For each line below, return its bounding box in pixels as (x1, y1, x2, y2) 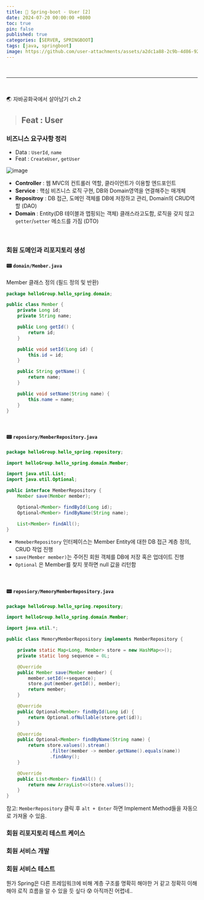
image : (6, 49, 23, 55)
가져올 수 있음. (12, 812, 47, 820)
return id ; (28, 329, 56, 335)
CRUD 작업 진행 (15, 546, 53, 553)
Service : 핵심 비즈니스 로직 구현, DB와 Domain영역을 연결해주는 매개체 (15, 187, 186, 195)
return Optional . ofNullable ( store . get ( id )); (28, 714, 143, 720)
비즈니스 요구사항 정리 (6, 134, 67, 143)
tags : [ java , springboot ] (6, 43, 72, 49)
